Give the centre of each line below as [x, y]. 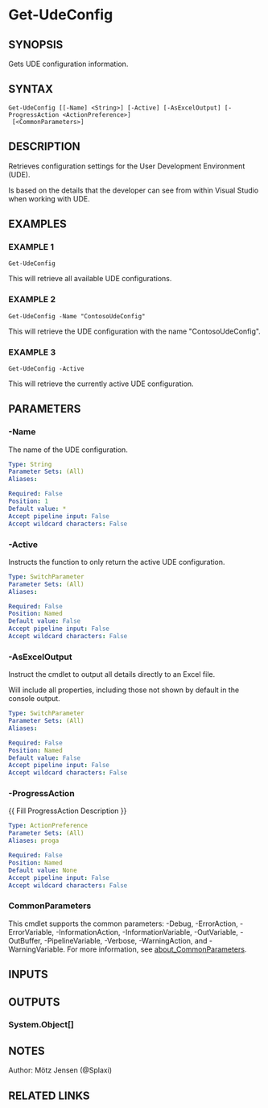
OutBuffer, [25, 940]
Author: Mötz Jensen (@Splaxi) [60, 1070]
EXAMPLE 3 [32, 352]
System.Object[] [41, 1025]
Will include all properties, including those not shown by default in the [124, 690]
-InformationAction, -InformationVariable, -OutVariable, [147, 932]
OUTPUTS [34, 1002]
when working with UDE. [49, 198]
